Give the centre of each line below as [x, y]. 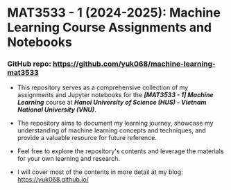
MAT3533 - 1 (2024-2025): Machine [114, 13]
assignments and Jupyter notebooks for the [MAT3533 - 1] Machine [115, 95]
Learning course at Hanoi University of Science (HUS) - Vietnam [112, 103]
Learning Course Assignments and [110, 27]
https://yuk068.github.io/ [53, 180]
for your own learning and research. [68, 159]
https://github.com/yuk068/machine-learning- [135, 64]
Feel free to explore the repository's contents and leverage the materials [120, 151]
